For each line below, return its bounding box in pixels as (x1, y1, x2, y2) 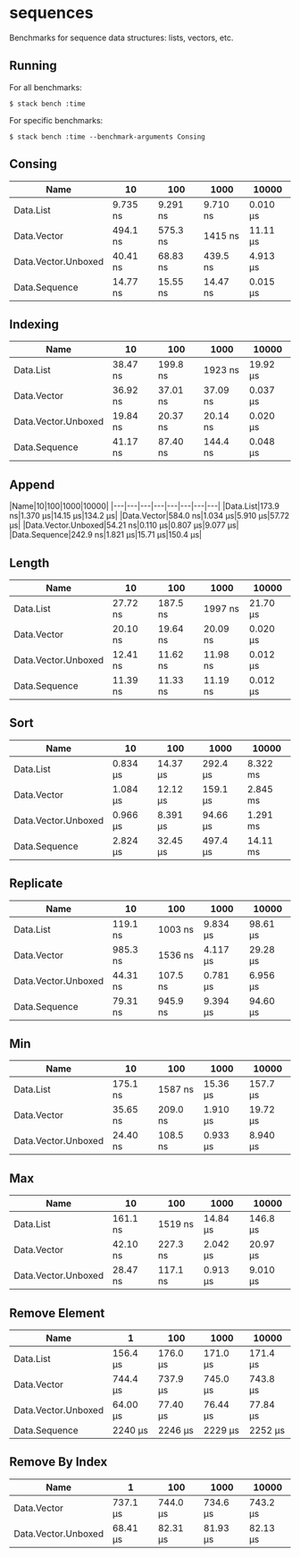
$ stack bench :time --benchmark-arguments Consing (9, 132, 205, 141)
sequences (9, 3, 94, 23)
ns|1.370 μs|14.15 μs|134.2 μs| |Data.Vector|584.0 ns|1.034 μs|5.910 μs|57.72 (9, 511, 290, 521)
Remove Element (9, 1305, 105, 1321)
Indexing (9, 317, 60, 332)
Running (9, 58, 58, 73)
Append (9, 477, 55, 492)
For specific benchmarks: (9, 114, 104, 125)
